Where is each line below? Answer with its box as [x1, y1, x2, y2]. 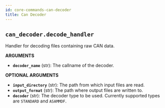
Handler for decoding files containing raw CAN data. [5, 43, 115, 49]
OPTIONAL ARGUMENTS [5, 72, 59, 78]
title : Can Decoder [5, 12, 47, 17]
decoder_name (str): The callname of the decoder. [12, 63, 114, 69]
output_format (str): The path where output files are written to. [12, 87, 143, 93]
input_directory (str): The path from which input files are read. [12, 82, 145, 88]
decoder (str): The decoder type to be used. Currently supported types [12, 93, 160, 99]
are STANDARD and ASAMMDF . [12, 98, 67, 104]
